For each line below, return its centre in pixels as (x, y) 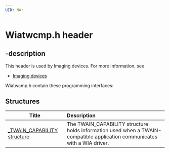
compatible (80, 137)
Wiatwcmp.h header (49, 35)
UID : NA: (14, 10)
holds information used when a (103, 131)
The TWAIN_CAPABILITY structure (107, 124)
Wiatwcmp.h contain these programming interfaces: (59, 85)
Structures (23, 102)
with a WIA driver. (88, 143)
